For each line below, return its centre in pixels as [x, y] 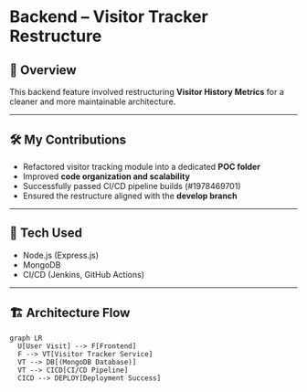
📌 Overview [43, 70]
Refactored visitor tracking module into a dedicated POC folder [141, 166]
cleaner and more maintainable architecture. [93, 101]
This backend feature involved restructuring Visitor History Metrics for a [147, 92]
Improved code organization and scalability [106, 176]
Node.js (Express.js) [60, 255]
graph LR [26, 339]
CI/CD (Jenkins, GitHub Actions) [83, 274]
